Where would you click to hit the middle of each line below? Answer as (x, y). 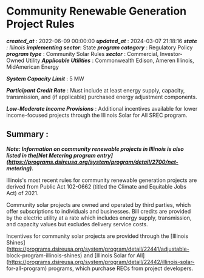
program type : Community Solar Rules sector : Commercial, (83, 54)
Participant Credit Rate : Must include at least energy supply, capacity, (96, 90)
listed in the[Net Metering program (51, 155)
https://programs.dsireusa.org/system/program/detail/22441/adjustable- (99, 249)
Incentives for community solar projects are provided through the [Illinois (97, 236)
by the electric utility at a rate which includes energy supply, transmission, (99, 218)
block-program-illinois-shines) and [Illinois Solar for (71, 255)
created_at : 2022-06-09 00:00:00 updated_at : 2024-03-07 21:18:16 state (102, 41)
